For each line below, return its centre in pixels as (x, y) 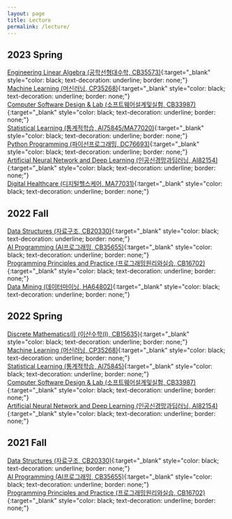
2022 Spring (35, 316)
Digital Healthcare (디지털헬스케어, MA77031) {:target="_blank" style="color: (115, 184)
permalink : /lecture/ (39, 26)
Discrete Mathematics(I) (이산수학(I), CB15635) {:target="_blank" (99, 334)
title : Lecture (29, 20)
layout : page (26, 14)
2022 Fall (28, 213)
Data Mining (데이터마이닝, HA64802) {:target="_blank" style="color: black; (114, 287)
